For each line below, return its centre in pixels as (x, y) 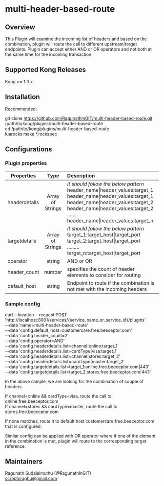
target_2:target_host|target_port (104, 241)
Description (81, 176)
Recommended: (21, 109)
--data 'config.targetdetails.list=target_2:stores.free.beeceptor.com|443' (78, 372)
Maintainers (24, 462)
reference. (15, 446)
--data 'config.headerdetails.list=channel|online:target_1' (62, 346)
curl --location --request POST (36, 315)
